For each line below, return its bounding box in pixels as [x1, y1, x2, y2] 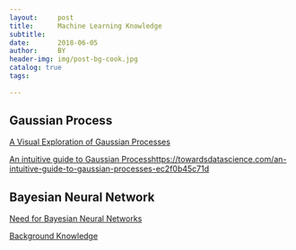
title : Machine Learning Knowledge [9, 22, 163, 30]
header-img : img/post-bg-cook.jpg [9, 55, 139, 64]
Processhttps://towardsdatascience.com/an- [120, 154, 287, 165]
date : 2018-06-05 [9, 38, 99, 47]
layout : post [9, 13, 74, 22]
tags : [9, 72, 30, 81]
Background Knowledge [9, 230, 99, 242]
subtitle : [9, 30, 47, 39]
